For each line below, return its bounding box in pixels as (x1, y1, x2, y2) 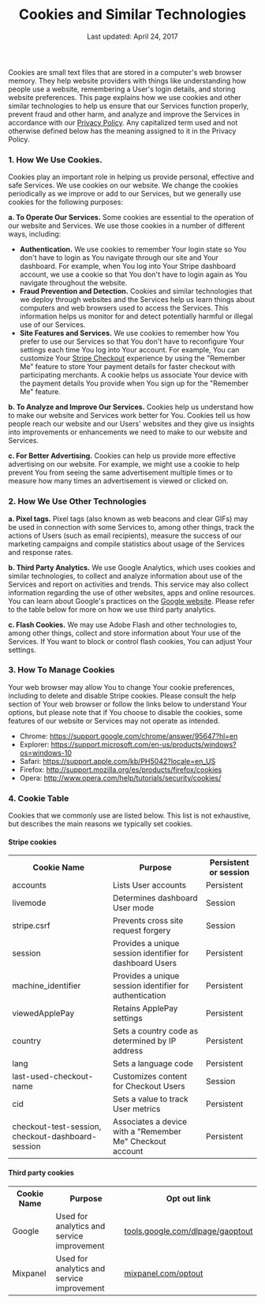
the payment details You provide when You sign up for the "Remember (19, 378, 249, 388)
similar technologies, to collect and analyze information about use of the (8, 571, 243, 580)
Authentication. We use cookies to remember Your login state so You (19, 244, 247, 254)
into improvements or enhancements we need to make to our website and (8, 427, 248, 437)
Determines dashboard (113, 892, 199, 903)
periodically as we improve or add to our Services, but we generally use (8, 189, 242, 199)
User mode (113, 903, 154, 914)
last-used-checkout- (12, 1071, 94, 1082)
